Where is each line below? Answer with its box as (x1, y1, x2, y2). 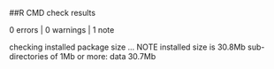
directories (9, 51, 49, 61)
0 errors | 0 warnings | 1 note (9, 25, 115, 34)
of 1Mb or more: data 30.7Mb (49, 51, 156, 61)
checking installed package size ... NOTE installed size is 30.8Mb (9, 42, 246, 52)
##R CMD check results (9, 8, 95, 18)
